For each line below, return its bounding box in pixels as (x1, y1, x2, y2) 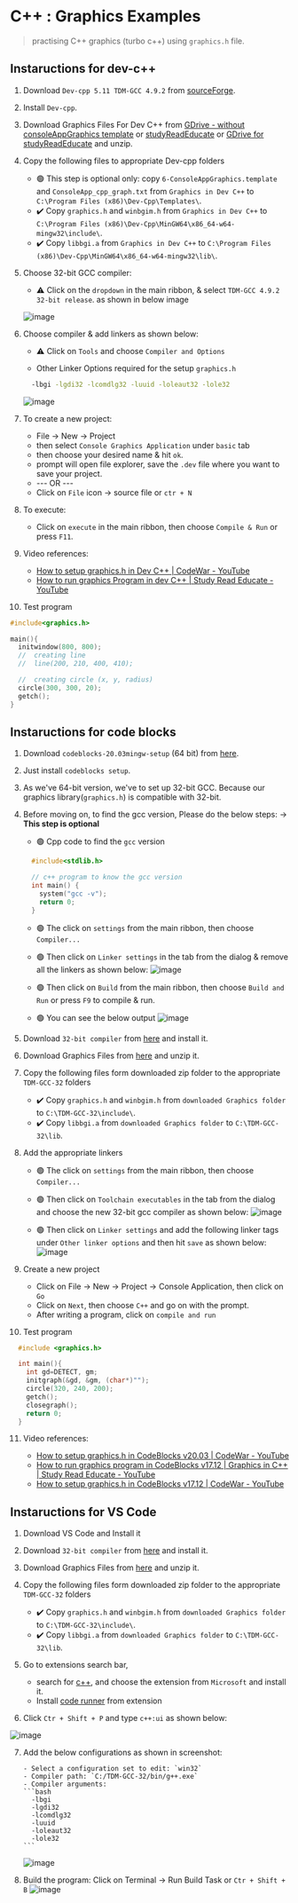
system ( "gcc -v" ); (39, 889, 107, 898)
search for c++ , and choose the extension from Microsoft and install (35, 1677, 286, 1687)
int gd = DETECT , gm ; (26, 1368, 98, 1377)
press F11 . (35, 531, 74, 541)
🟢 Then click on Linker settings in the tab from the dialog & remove (35, 951, 289, 962)
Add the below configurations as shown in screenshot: (22, 1747, 223, 1758)
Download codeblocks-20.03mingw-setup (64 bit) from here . (22, 748, 239, 759)
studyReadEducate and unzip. (22, 138, 133, 148)
